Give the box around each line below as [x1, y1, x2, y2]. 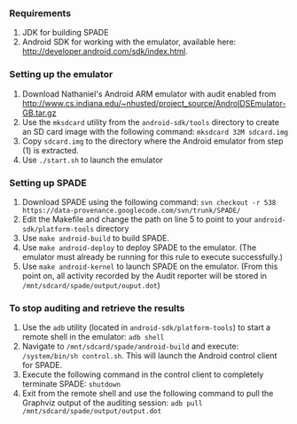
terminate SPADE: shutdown [21, 379, 121, 389]
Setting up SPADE [9, 177, 87, 189]
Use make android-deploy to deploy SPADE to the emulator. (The [21, 242, 257, 253]
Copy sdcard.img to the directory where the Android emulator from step [21, 136, 284, 146]
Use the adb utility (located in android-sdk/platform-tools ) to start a [21, 322, 271, 333]
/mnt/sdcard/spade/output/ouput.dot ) [21, 279, 161, 290]
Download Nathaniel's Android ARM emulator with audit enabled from [21, 88, 277, 99]
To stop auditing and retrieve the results [9, 302, 185, 314]
